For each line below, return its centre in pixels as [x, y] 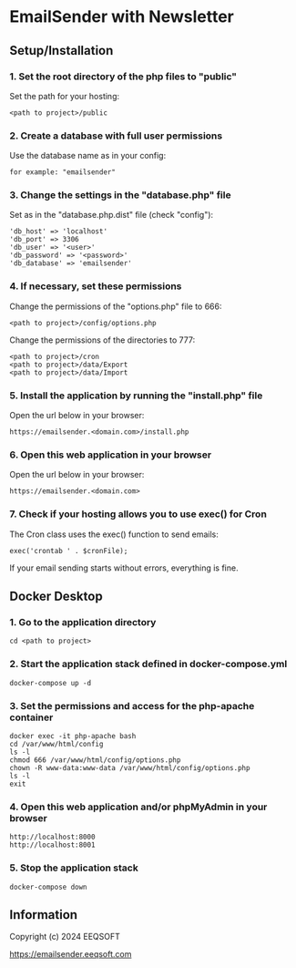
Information [44, 915]
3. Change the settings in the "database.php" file [120, 195]
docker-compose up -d [51, 683]
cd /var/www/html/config [56, 744]
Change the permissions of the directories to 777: [102, 340]
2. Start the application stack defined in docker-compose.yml [148, 664]
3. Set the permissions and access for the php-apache [132, 705]
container [31, 717]
